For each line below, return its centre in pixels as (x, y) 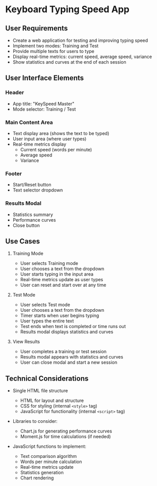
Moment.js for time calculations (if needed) (66, 437)
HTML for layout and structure (52, 400)
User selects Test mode (45, 305)
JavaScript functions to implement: (49, 446)
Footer (14, 173)
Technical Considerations (47, 378)
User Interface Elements (45, 78)
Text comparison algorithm (48, 456)
